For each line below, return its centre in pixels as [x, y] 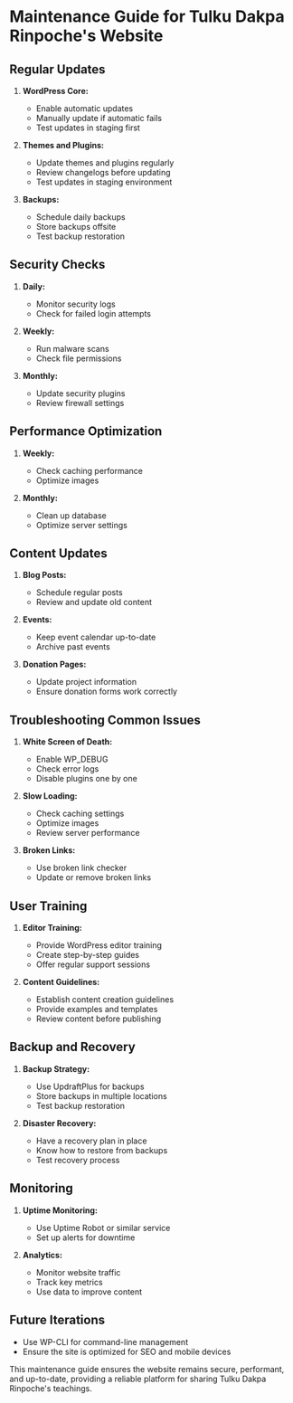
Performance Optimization [86, 431]
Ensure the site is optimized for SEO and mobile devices [127, 1351]
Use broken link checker [81, 868]
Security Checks [57, 265]
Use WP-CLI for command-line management [105, 1341]
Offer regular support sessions [93, 964]
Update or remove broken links [94, 877]
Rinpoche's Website [86, 36]
